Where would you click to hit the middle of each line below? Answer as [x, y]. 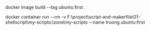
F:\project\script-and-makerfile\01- [104, 17]
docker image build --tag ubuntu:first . [46, 7]
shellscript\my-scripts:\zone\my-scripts [47, 22]
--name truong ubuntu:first [117, 22]
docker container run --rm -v [36, 17]
